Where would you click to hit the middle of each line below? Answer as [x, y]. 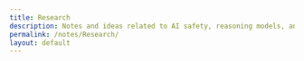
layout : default [40, 43]
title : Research [40, 17]
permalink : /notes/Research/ [64, 34]
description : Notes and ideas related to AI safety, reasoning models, [147, 26]
